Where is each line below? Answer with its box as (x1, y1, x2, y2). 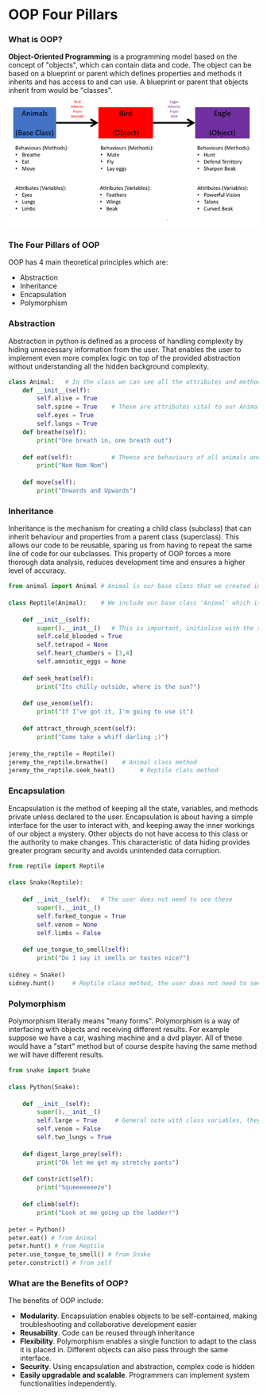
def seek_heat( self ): (22, 674, 94, 683)
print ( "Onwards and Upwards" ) (37, 487, 137, 495)
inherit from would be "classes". (8, 86, 113, 95)
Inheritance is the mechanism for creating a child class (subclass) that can (8, 524, 252, 533)
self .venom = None (37, 920, 98, 929)
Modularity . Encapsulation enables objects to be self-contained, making (19, 1311, 257, 1321)
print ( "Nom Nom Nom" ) (37, 462, 109, 470)
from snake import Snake (8, 1066, 91, 1074)
